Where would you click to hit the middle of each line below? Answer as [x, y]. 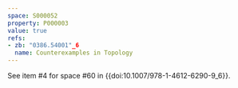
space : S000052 [33, 16]
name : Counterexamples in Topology [74, 53]
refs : [16, 38]
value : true [27, 30]
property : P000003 [38, 23]
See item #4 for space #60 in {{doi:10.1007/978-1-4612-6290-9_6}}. [119, 76]
